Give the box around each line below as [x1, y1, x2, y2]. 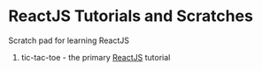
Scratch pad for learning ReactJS [8, 35, 130, 46]
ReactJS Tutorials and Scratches [8, 6, 254, 26]
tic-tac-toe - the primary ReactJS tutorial [20, 52, 171, 62]
